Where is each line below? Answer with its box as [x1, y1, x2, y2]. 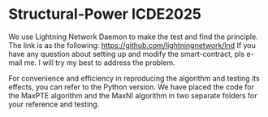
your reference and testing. [8, 99, 100, 109]
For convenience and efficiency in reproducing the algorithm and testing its [8, 73, 260, 83]
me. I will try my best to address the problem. [24, 58, 175, 67]
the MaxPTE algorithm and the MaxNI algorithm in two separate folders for [8, 90, 257, 100]
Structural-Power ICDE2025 [8, 5, 201, 24]
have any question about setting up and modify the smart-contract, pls [8, 49, 245, 58]
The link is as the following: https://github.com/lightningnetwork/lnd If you [8, 40, 256, 50]
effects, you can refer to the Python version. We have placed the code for [8, 82, 254, 92]
